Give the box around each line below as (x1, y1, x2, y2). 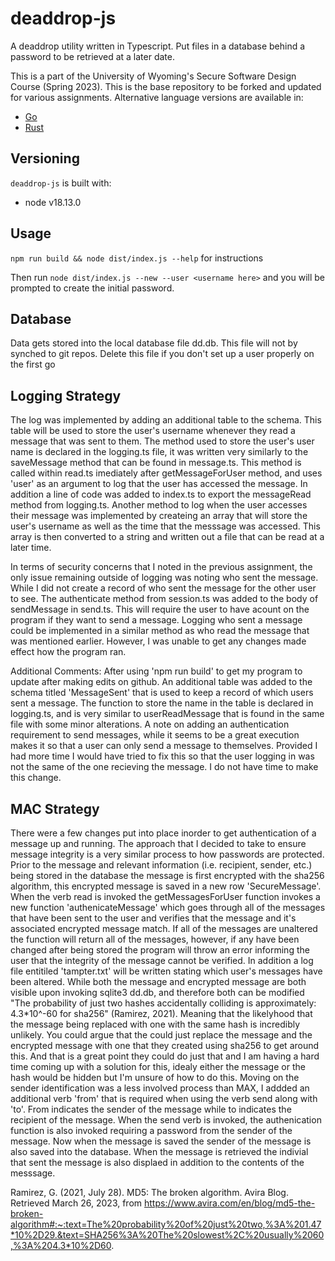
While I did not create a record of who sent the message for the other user (10, 582, 317, 594)
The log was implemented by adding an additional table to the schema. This (10, 414, 322, 426)
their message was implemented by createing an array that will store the (10, 510, 308, 522)
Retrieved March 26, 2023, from (10, 1197, 143, 1209)
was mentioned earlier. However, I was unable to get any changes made (10, 635, 307, 647)
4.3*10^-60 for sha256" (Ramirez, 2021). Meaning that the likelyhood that (10, 1008, 313, 1019)
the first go (10, 358, 56, 371)
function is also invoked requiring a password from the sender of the (10, 1125, 293, 1136)
